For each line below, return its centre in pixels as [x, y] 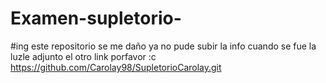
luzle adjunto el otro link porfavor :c [83, 56]
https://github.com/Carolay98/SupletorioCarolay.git [116, 67]
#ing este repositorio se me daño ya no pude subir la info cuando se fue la [163, 46]
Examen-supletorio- [96, 18]
